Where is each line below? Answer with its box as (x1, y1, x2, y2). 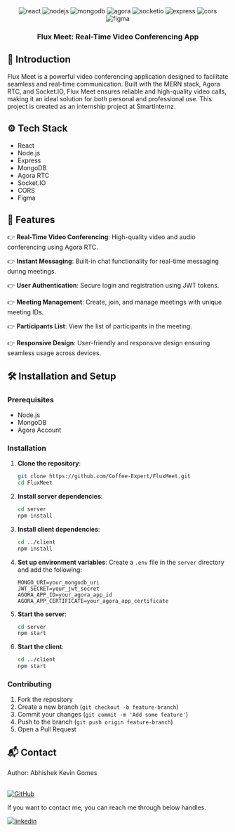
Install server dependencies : (17, 492, 103, 501)
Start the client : (17, 643, 65, 651)
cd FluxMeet (17, 480, 53, 487)
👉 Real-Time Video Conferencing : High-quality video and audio (7, 233, 196, 241)
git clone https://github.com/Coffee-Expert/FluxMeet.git (17, 473, 191, 480)
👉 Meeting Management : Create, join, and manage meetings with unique (7, 298, 222, 307)
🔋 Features (7, 214, 55, 226)
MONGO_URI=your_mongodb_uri (17, 579, 100, 586)
